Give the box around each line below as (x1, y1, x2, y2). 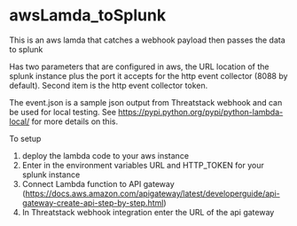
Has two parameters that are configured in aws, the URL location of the (9, 61, 270, 72)
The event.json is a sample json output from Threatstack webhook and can (9, 97, 283, 107)
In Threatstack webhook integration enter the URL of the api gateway (21, 207, 275, 217)
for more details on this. (31, 116, 118, 127)
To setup (9, 133, 42, 144)
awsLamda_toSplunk (9, 5, 167, 26)
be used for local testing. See (9, 106, 117, 117)
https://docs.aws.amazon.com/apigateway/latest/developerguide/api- (25, 188, 281, 199)
